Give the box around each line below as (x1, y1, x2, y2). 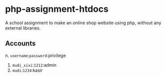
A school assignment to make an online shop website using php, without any (5, 20, 162, 26)
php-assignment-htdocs (5, 3, 109, 15)
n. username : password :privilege (5, 52, 66, 58)
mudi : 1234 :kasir (12, 67, 43, 73)
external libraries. (5, 25, 41, 31)
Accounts (5, 39, 36, 48)
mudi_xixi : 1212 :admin (12, 62, 57, 68)
